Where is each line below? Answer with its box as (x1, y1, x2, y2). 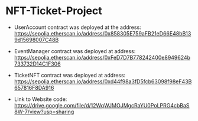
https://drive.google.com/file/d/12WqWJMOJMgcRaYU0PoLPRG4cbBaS (14, 102, 190, 109)
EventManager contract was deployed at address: (14, 47, 136, 54)
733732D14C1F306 (14, 60, 61, 67)
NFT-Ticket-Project (5, 4, 102, 18)
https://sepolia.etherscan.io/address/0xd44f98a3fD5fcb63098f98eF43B (14, 78, 192, 85)
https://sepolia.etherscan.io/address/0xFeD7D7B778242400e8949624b (14, 54, 190, 61)
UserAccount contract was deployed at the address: (14, 24, 141, 31)
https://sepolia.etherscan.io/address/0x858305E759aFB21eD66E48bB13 (14, 30, 191, 37)
